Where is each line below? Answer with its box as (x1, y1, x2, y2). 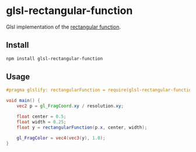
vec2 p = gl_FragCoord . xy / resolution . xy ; (16, 103, 124, 109)
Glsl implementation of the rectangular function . (6, 23, 121, 30)
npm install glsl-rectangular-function (6, 55, 103, 62)
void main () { (6, 98, 41, 104)
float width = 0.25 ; (16, 119, 66, 125)
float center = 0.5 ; (16, 114, 66, 120)
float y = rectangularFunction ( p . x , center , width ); (16, 124, 148, 130)
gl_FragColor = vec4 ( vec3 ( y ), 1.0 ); (16, 135, 106, 141)
